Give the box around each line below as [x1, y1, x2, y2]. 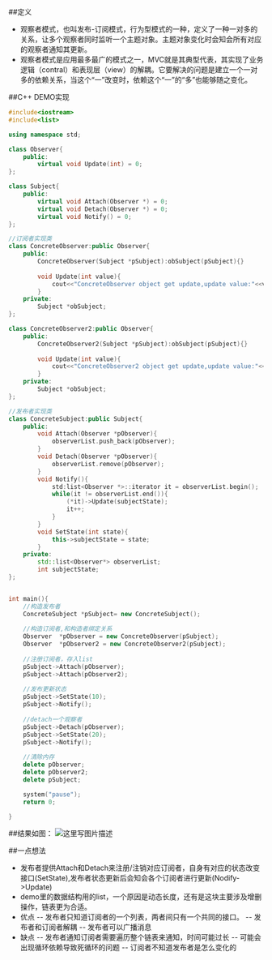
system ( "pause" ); [23, 790, 82, 799]
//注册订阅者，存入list [23, 655, 93, 663]
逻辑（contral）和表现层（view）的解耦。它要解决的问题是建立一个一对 [19, 65, 258, 75]
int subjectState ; [37, 566, 100, 574]
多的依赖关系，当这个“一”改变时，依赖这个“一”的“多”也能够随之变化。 [19, 75, 253, 84]
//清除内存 [23, 753, 55, 761]
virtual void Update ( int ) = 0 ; [37, 161, 143, 169]
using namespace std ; [8, 131, 82, 139]
